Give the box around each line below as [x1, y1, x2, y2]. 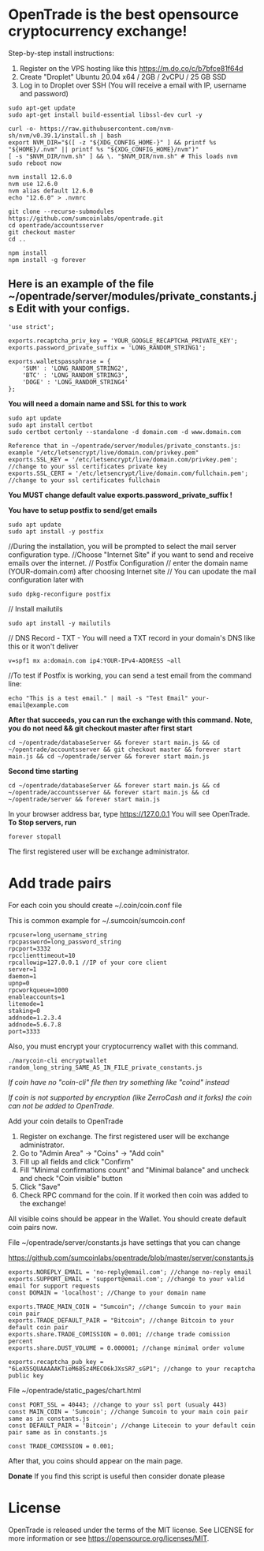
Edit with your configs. [16, 302, 130, 316]
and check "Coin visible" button [19, 1173, 124, 1183]
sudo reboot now [8, 159, 61, 167]
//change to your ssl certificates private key [8, 462, 168, 470]
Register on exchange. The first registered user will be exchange [19, 1131, 230, 1141]
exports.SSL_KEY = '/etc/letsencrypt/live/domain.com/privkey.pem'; [8, 455, 238, 463]
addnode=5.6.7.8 [8, 1020, 61, 1029]
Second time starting [8, 766, 79, 775]
